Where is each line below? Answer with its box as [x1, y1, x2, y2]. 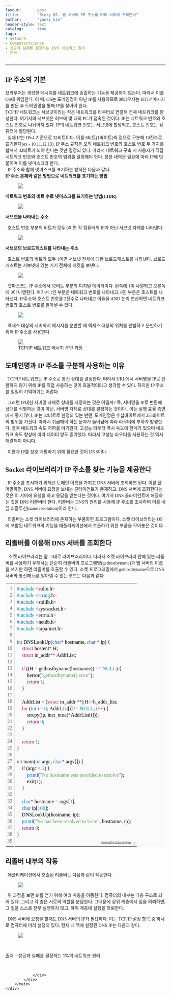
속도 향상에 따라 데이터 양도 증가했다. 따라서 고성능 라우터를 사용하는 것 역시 [14, 432, 164, 438]
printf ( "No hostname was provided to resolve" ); [27, 772, 124, 778]
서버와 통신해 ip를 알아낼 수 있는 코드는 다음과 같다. [5, 573, 105, 578]
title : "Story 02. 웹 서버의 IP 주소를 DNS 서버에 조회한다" [5, 12, 139, 17]
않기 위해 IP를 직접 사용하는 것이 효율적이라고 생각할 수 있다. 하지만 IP [18, 383, 155, 389]
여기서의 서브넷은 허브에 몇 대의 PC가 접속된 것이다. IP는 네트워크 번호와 [19, 116, 161, 122]
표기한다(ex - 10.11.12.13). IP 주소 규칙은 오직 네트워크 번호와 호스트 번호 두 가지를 [5, 142, 164, 147]
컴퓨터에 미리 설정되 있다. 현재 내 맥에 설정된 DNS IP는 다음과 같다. [10, 922, 141, 928]
